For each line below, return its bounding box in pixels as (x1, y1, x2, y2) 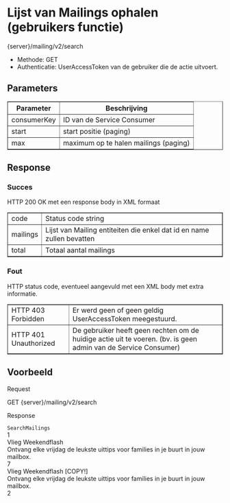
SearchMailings (7, 424, 51, 432)
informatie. (7, 290, 38, 298)
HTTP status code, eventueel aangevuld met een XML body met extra (7, 282, 204, 290)
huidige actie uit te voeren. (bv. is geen (72, 334, 197, 344)
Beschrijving (105, 103, 148, 113)
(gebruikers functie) (7, 19, 125, 35)
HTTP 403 (11, 305, 46, 315)
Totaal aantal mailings (45, 246, 115, 255)
